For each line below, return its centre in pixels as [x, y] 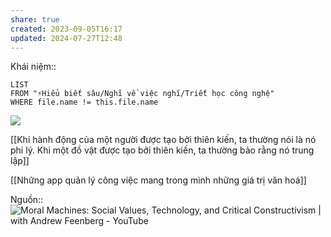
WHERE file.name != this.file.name [84, 102]
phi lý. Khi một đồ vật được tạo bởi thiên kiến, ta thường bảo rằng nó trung [162, 150]
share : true [35, 19]
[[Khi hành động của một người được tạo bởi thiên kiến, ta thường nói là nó [163, 140]
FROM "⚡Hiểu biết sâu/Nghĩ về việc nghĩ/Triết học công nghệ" [142, 94]
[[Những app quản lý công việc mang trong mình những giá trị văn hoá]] [158, 180]
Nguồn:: [27, 200]
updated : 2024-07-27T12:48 [66, 38]
